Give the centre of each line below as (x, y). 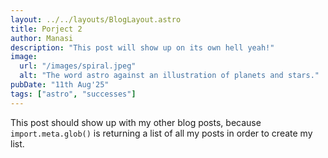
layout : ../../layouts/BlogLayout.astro (96, 19)
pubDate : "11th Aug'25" (60, 85)
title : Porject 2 (46, 29)
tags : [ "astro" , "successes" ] (73, 94)
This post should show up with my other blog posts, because (136, 122)
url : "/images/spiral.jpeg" (78, 66)
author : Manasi (42, 38)
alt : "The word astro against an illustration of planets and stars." (169, 76)
